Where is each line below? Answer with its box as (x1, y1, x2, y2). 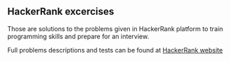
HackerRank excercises (7, 6, 115, 18)
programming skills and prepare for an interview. (7, 32, 149, 40)
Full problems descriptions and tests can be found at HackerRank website (7, 45, 224, 54)
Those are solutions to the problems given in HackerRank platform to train (7, 24, 224, 33)
